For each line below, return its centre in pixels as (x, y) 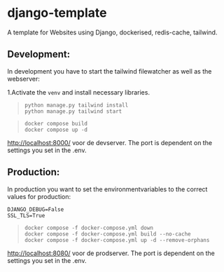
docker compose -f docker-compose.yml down (89, 228)
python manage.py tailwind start (73, 111)
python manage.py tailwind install (76, 105)
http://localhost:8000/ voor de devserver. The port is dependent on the (110, 142)
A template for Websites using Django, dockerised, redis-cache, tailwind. (112, 32)
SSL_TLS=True (26, 215)
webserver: (24, 79)
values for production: (39, 196)
